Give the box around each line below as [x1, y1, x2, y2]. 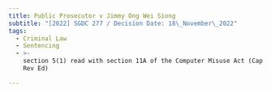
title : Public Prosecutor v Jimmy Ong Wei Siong [8, 11, 176, 20]
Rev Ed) [23, 65, 49, 73]
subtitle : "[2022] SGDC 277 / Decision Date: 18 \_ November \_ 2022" [8, 19, 238, 27]
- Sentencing [15, 42, 60, 50]
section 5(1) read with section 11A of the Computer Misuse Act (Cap [23, 57, 264, 65]
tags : [8, 27, 27, 35]
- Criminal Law [15, 34, 67, 43]
